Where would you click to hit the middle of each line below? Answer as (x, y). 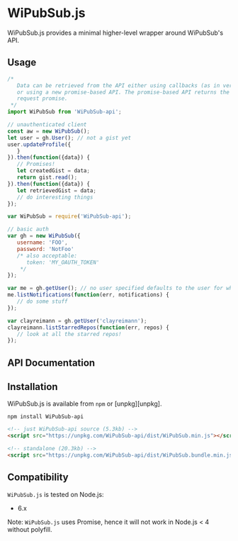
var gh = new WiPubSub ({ (44, 236)
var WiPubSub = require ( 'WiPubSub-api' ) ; (69, 217)
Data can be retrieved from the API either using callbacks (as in (118, 85)
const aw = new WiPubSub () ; (49, 131)
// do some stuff (42, 301)
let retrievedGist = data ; (57, 190)
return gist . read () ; (47, 177)
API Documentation (51, 363)
